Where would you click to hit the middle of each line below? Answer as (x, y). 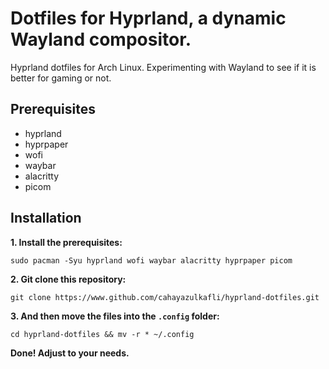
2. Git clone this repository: (68, 279)
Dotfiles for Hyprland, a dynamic (148, 18)
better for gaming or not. (61, 78)
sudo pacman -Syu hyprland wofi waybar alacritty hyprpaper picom (151, 260)
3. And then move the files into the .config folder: (115, 316)
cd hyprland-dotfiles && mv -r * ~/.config (102, 334)
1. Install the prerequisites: (66, 242)
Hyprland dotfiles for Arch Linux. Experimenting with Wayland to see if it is (163, 67)
